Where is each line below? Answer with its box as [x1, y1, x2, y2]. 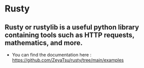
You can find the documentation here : [12, 52, 91, 57]
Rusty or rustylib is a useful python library [5, 23, 139, 31]
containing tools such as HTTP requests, [5, 30, 134, 39]
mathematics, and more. [5, 38, 83, 47]
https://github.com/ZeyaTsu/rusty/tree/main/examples [12, 57, 124, 63]
